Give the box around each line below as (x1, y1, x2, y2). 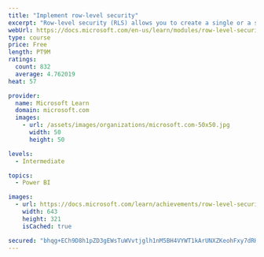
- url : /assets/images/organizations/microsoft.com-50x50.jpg (22, 121, 230, 129)
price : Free (8, 41, 47, 49)
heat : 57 (8, 77, 37, 85)
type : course (8, 33, 51, 42)
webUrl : (8, 26, 34, 34)
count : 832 (15, 63, 51, 71)
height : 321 (22, 214, 61, 223)
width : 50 (28, 128, 61, 136)
